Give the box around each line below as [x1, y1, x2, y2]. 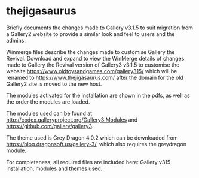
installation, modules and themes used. [6, 165, 103, 172]
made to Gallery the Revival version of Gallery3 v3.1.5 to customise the [6, 61, 180, 68]
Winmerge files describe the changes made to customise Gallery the [6, 48, 175, 55]
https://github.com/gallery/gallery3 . [6, 122, 94, 129]
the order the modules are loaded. [6, 98, 90, 105]
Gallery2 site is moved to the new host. [6, 80, 102, 88]
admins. [6, 37, 26, 44]
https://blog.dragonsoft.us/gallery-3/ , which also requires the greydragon [6, 140, 187, 147]
